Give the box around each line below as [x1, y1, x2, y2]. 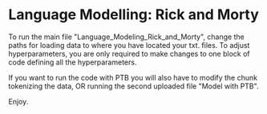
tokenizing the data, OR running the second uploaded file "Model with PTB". [8, 81, 259, 91]
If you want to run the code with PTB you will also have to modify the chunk [8, 73, 258, 82]
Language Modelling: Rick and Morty [8, 6, 259, 24]
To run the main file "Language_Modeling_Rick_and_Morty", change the [8, 32, 245, 41]
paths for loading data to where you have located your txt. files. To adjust [8, 40, 250, 49]
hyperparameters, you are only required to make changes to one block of [8, 49, 250, 58]
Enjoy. [8, 96, 29, 106]
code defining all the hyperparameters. [8, 57, 137, 67]
